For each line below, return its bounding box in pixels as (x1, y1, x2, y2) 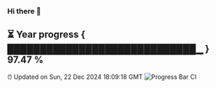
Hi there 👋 (7, 6, 42, 16)
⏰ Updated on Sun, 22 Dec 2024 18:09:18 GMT (7, 73, 143, 81)
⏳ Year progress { (7, 29, 86, 41)
